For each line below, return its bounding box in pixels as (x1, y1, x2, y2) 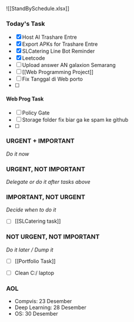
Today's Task (6, 19, 45, 28)
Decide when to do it (6, 206, 56, 213)
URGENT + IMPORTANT (6, 137, 75, 145)
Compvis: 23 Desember (14, 298, 72, 305)
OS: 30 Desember (14, 310, 58, 317)
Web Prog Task (6, 95, 44, 102)
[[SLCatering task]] (14, 217, 61, 225)
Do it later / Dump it (6, 246, 54, 253)
